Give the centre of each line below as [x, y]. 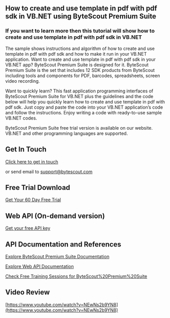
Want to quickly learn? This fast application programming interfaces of [79, 91]
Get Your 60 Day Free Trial [33, 200]
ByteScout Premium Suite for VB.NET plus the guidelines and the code [79, 96]
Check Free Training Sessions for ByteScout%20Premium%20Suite [76, 276]
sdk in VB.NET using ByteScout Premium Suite [81, 17]
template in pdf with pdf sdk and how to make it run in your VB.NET [76, 54]
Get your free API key [28, 228]
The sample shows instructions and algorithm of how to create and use [80, 48]
